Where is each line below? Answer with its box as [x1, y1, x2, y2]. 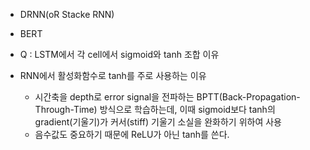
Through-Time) [34, 104, 98, 115]
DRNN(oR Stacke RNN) [19, 9, 115, 20]
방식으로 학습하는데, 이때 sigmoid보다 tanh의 [99, 104, 276, 115]
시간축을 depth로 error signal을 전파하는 [34, 91, 195, 103]
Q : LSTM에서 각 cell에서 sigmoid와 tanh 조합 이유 [19, 49, 220, 60]
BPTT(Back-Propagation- [196, 91, 301, 103]
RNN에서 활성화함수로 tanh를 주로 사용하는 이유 [19, 70, 207, 81]
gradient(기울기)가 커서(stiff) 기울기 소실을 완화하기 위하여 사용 [34, 116, 282, 128]
